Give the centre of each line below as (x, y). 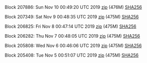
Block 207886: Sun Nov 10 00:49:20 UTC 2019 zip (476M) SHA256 (73, 7)
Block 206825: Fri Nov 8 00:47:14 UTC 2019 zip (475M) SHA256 (71, 26)
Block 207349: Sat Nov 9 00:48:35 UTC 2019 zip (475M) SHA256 (72, 17)
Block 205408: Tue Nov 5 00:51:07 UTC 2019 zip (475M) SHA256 (72, 55)
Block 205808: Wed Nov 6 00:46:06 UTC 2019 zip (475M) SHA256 (73, 46)
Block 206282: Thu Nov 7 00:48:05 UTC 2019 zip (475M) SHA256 (72, 36)
